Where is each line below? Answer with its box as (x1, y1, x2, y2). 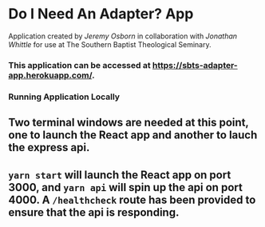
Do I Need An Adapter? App (8, 5, 194, 23)
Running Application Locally (8, 91, 121, 102)
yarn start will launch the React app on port (8, 168, 231, 181)
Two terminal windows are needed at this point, (8, 116, 249, 129)
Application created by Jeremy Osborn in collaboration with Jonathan (8, 31, 238, 41)
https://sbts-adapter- (152, 59, 238, 70)
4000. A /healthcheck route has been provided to (8, 193, 256, 206)
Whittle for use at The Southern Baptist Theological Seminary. (8, 39, 212, 49)
